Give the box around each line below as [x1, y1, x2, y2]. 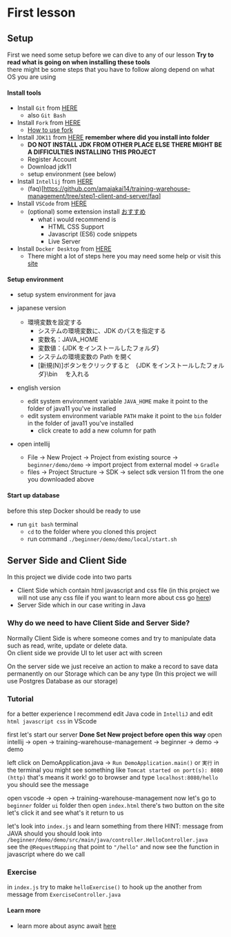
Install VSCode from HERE [17, 199, 88, 208]
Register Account [27, 155, 77, 164]
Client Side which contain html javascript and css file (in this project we [17, 586, 220, 595]
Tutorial [7, 694, 34, 703]
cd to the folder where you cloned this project [27, 527, 157, 536]
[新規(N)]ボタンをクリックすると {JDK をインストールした [37, 361, 207, 370]
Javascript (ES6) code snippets [48, 230, 138, 238]
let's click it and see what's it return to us [7, 808, 124, 817]
